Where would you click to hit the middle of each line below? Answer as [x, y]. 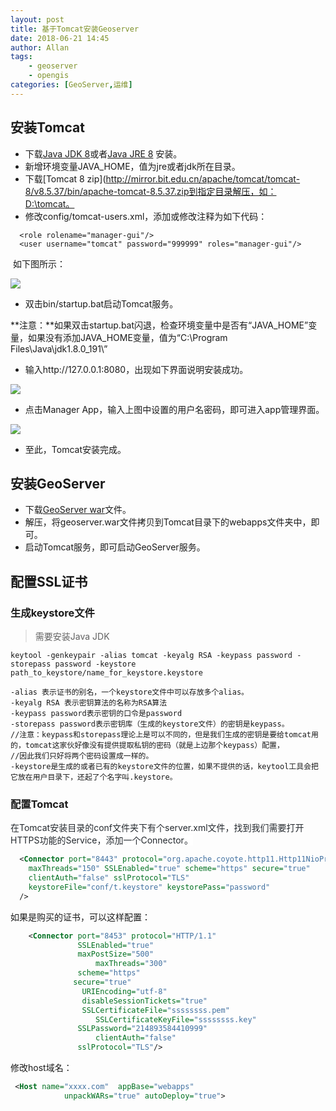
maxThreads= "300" [131, 964]
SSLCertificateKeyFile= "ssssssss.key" [176, 1019]
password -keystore [95, 664]
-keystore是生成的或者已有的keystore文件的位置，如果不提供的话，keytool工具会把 [164, 767]
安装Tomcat [47, 127]
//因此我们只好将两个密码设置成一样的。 [82, 756]
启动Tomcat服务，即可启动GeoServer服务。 [115, 547]
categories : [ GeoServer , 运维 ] [71, 85]
